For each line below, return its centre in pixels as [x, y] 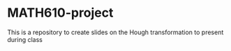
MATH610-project [60, 13]
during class [25, 39]
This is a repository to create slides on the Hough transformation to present [115, 32]
